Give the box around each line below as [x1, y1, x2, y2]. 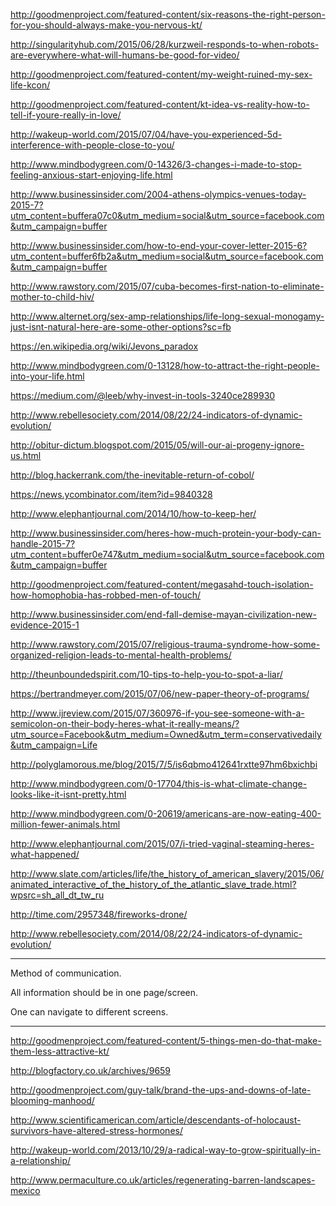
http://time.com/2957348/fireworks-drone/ [10, 909, 188, 920]
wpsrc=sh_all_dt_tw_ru [10, 889, 105, 901]
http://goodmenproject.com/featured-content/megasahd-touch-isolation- [10, 579, 314, 590]
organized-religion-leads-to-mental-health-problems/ [10, 649, 232, 661]
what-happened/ [10, 849, 80, 860]
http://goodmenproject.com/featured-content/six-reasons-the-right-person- [10, 9, 326, 20]
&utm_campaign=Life [10, 739, 98, 751]
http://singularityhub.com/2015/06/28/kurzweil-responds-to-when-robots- [10, 39, 320, 50]
